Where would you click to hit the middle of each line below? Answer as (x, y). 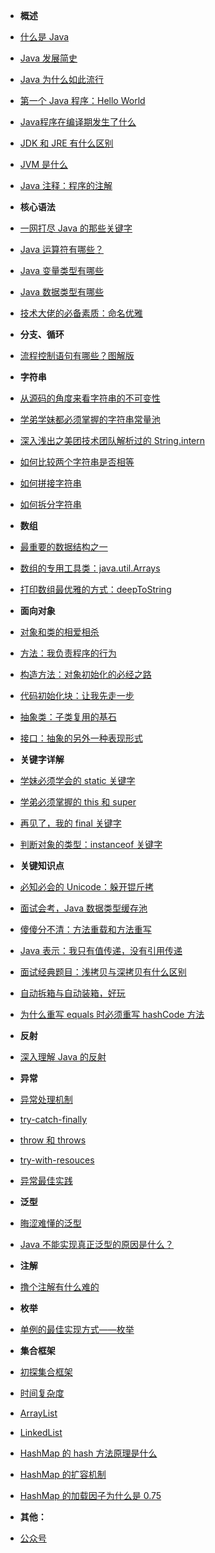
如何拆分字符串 (50, 504)
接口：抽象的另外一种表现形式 (81, 738)
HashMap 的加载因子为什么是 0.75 (90, 1495)
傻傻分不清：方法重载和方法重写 (85, 929)
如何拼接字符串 (50, 483)
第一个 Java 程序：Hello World (82, 100)
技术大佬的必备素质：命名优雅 (81, 313)
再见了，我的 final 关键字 (70, 823)
